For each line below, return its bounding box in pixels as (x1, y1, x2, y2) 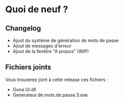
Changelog (5, 24, 41, 33)
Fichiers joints (5, 63, 52, 72)
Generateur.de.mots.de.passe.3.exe (12, 92, 88, 98)
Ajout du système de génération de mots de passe (12, 37, 119, 43)
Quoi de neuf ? (5, 4, 68, 15)
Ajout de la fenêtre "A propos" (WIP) (12, 48, 89, 54)
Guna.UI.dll (12, 86, 37, 92)
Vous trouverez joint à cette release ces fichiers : (5, 76, 108, 83)
